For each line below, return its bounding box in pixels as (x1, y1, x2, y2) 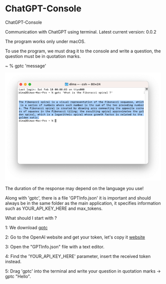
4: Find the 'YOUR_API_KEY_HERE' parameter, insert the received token (5, 253, 151, 259)
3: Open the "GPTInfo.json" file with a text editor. (5, 244, 105, 250)
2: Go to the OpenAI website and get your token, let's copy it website (5, 234, 145, 240)
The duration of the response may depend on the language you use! (5, 186, 144, 192)
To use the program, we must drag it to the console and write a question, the (5, 48, 161, 54)
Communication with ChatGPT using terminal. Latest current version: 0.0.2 (5, 29, 157, 35)
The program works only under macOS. (5, 38, 85, 44)
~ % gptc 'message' (5, 63, 46, 69)
